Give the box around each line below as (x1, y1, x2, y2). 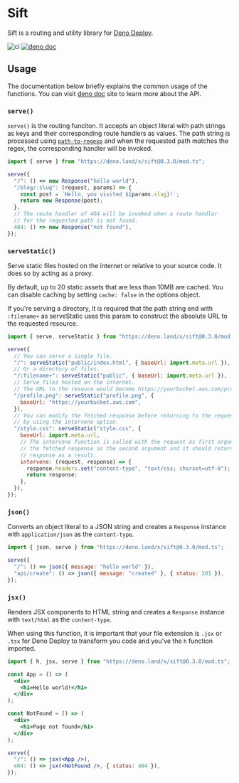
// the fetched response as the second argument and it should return (20, 444, 234, 452)
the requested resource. (7, 319, 78, 328)
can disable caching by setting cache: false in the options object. (7, 290, 201, 299)
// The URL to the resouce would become (14, 385, 135, 393)
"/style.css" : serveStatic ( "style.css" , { (14, 425, 142, 432)
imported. (7, 644, 36, 652)
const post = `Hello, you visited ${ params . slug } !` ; (20, 191, 180, 198)
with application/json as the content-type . (7, 530, 134, 538)
